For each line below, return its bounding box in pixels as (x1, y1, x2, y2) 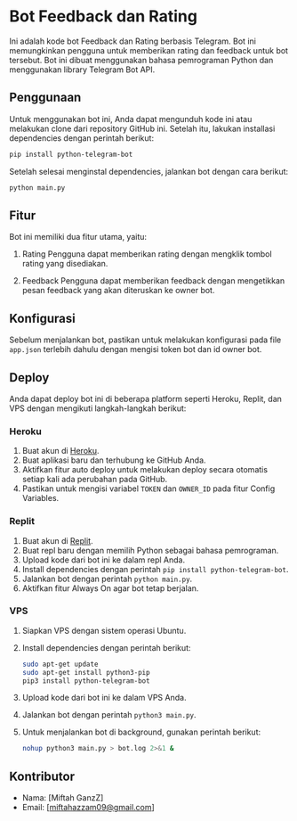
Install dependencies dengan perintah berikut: (21, 642, 191, 653)
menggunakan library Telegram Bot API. (9, 64, 156, 75)
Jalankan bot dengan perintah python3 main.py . (21, 710, 197, 720)
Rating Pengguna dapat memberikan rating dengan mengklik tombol (21, 249, 273, 259)
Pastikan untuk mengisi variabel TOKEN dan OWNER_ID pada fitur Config (21, 483, 276, 494)
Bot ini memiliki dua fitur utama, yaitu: (9, 232, 148, 242)
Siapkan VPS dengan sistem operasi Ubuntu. (21, 625, 187, 636)
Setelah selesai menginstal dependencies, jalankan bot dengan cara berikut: (9, 166, 289, 177)
